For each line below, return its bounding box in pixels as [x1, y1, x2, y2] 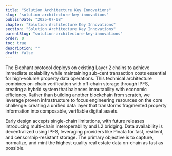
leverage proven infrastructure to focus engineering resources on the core [5, 97, 163, 103]
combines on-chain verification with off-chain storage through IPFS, [5, 80, 149, 87]
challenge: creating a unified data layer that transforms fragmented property [5, 102, 167, 108]
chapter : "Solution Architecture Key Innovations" [5, 21, 116, 27]
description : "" [5, 46, 40, 51]
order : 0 [5, 36, 24, 41]
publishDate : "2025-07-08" [5, 17, 63, 22]
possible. [5, 145, 25, 151]
